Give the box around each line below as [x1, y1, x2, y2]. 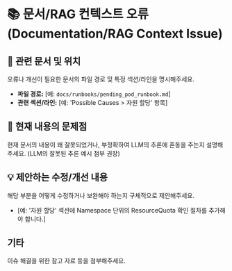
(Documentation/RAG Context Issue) [7, 26, 224, 42]
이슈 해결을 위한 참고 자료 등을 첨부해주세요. [7, 256, 126, 265]
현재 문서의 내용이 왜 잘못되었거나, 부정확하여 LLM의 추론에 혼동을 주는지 [7, 140, 205, 149]
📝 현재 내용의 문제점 [7, 121, 88, 133]
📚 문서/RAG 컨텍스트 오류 [7, 6, 149, 22]
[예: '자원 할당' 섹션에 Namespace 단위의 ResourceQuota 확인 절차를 [17, 206, 207, 214]
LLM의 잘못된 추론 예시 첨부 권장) [29, 149, 120, 157]
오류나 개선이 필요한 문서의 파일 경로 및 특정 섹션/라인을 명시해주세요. [7, 75, 194, 83]
